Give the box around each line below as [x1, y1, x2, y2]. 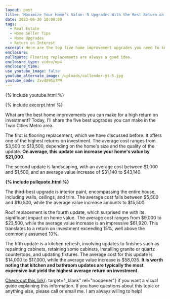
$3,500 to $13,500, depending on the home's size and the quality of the [5, 143, 155, 149]
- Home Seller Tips [10, 31, 51, 36]
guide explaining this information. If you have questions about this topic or [5, 282, 160, 289]
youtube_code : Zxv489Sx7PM [5, 78, 62, 83]
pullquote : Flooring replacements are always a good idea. [5, 54, 133, 60]
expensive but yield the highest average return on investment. [5, 267, 139, 274]
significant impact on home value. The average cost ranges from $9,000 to [5, 214, 162, 220]
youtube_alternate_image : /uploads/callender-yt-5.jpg [5, 73, 123, 79]
